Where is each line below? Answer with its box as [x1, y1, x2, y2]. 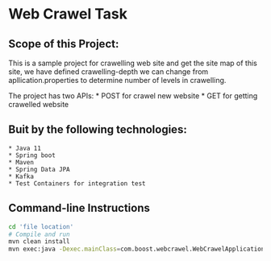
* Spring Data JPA [8, 165, 70, 173]
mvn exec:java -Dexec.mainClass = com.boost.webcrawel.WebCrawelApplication [8, 245, 265, 254]
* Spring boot [8, 151, 56, 159]
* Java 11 [8, 144, 42, 152]
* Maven [8, 158, 35, 166]
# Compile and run [8, 230, 70, 238]
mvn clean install [8, 238, 70, 246]
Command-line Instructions [8, 201, 151, 215]
